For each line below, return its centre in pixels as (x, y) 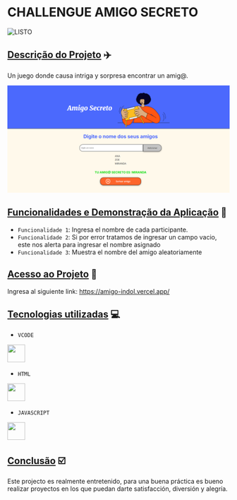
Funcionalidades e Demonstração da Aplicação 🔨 (117, 213)
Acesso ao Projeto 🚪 (52, 274)
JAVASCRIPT (34, 413)
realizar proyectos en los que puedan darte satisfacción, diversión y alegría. (117, 489)
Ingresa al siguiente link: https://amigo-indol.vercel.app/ (89, 291)
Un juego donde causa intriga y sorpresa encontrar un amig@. (98, 76)
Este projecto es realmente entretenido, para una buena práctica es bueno (115, 482)
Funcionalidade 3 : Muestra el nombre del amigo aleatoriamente (110, 252)
